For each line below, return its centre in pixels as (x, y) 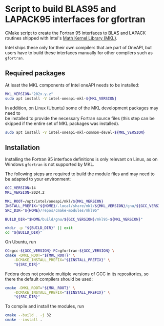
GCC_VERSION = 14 (20, 188)
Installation (22, 147)
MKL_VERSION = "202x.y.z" (29, 94)
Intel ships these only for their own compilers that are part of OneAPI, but (79, 47)
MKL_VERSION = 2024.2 (25, 193)
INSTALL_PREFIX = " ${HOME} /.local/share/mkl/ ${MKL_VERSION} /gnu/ (71, 206)
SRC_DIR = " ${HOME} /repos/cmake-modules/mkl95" (52, 210)
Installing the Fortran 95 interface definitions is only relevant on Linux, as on (81, 159)
